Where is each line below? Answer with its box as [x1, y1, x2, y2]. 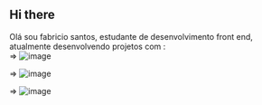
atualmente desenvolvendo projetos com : [9, 41, 166, 52]
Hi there [9, 7, 56, 23]
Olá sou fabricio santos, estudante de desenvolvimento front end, [9, 31, 253, 42]
